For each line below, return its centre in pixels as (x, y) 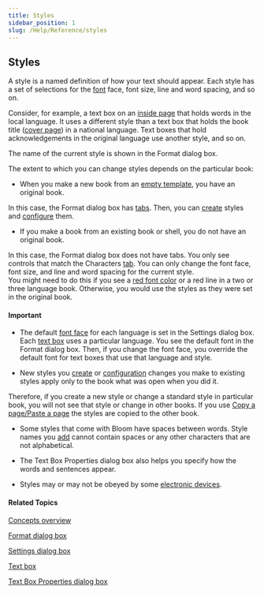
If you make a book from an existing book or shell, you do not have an (133, 232)
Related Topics (33, 502)
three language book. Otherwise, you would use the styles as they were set (130, 289)
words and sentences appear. (68, 469)
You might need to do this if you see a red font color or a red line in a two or (131, 280)
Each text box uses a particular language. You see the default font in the (137, 341)
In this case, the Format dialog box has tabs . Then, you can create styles (126, 208)
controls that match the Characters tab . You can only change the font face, (130, 263)
